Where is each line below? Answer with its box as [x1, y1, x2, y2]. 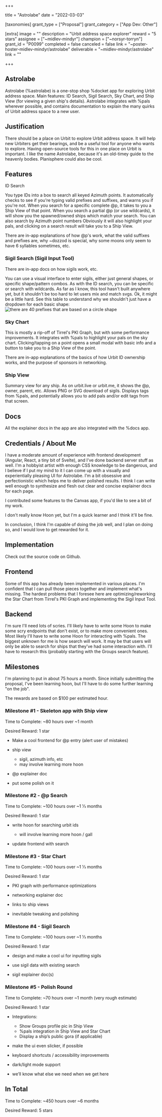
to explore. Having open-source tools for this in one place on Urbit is [5, 146, 142, 151]
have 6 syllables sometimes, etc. [5, 243, 70, 249]
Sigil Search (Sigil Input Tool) [5, 255, 74, 262]
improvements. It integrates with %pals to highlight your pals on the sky [5, 335, 148, 341]
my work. [5, 503, 24, 509]
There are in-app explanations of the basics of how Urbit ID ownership [5, 355, 146, 361]
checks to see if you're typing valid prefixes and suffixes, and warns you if [5, 197, 153, 203]
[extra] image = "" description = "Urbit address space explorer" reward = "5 [5, 31, 156, 36]
